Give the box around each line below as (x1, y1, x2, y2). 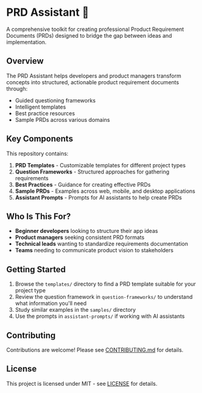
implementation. (6, 38, 47, 45)
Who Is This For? (6, 211, 71, 221)
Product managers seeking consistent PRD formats (15, 233, 144, 241)
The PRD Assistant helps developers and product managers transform (6, 72, 181, 79)
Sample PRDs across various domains (15, 116, 110, 123)
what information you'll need (15, 300, 87, 307)
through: (6, 85, 28, 92)
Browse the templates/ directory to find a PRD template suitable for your (15, 280, 196, 287)
